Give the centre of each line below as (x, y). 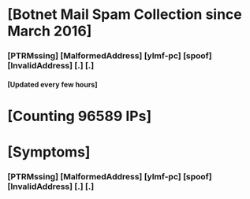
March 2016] (50, 31)
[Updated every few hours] (52, 84)
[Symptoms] (49, 152)
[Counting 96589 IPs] (79, 116)
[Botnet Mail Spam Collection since (125, 15)
